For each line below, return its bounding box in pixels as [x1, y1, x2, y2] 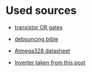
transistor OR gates [14, 24, 63, 31]
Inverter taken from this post [14, 59, 86, 66]
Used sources [5, 4, 77, 18]
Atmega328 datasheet [14, 47, 70, 54]
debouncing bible [14, 35, 59, 42]
